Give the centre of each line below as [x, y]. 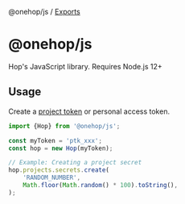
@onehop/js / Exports [44, 12]
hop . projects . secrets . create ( [59, 170]
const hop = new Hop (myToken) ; [61, 148]
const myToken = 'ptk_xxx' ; [55, 140]
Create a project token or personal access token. [89, 111]
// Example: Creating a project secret [75, 163]
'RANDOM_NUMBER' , [52, 178]
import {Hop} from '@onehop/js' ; [64, 126]
